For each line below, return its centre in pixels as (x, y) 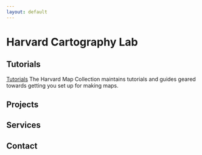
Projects (23, 105)
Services (24, 125)
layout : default (27, 12)
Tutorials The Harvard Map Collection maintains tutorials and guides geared (101, 79)
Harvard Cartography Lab (72, 42)
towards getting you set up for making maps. (62, 85)
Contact (22, 146)
